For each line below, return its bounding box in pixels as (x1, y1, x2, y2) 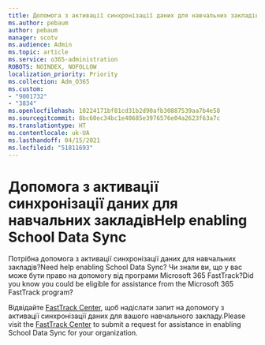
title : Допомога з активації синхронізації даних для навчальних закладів (8, 11, 259, 20)
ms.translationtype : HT (8, 122, 87, 129)
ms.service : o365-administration (8, 56, 118, 64)
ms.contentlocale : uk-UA (8, 129, 90, 137)
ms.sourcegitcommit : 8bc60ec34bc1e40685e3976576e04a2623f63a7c (8, 114, 221, 122)
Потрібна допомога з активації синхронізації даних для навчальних (8, 254, 237, 264)
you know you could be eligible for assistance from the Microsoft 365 (8, 279, 234, 289)
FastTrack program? (8, 287, 73, 297)
